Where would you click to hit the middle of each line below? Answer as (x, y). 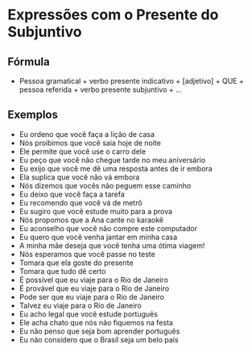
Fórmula (29, 62)
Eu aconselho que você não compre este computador (108, 228)
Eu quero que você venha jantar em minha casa (98, 237)
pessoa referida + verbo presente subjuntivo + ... (100, 89)
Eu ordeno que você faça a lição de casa (87, 134)
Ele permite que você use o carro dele (83, 151)
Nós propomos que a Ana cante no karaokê (91, 220)
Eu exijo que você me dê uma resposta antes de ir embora (116, 168)
